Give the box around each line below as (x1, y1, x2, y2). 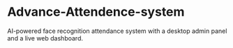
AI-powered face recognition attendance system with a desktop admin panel (7, 27, 227, 35)
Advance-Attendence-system (7, 4, 185, 20)
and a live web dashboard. (7, 34, 84, 42)
